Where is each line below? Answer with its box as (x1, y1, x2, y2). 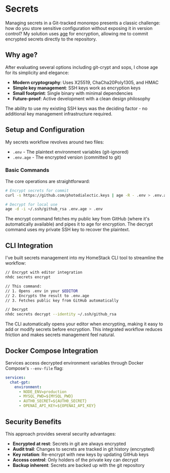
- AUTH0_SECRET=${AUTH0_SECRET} (18, 398, 87, 404)
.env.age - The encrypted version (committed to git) (12, 154, 121, 160)
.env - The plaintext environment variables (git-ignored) (12, 149, 129, 155)
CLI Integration (5, 241, 53, 250)
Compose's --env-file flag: (5, 365, 64, 371)
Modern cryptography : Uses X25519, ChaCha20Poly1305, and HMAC (12, 79, 159, 85)
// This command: (5, 283, 42, 289)
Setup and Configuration (5, 125, 85, 134)
